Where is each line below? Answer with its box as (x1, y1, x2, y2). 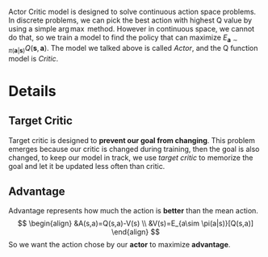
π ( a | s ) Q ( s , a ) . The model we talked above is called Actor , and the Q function (8, 43, 258, 55)
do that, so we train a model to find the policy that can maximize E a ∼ (8, 32, 238, 44)
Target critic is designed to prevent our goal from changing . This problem (8, 135, 256, 145)
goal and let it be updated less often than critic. (8, 161, 165, 171)
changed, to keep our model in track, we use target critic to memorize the (8, 153, 253, 162)
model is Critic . (8, 53, 59, 63)
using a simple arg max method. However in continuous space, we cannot (8, 24, 255, 33)
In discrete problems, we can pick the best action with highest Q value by (8, 15, 253, 25)
